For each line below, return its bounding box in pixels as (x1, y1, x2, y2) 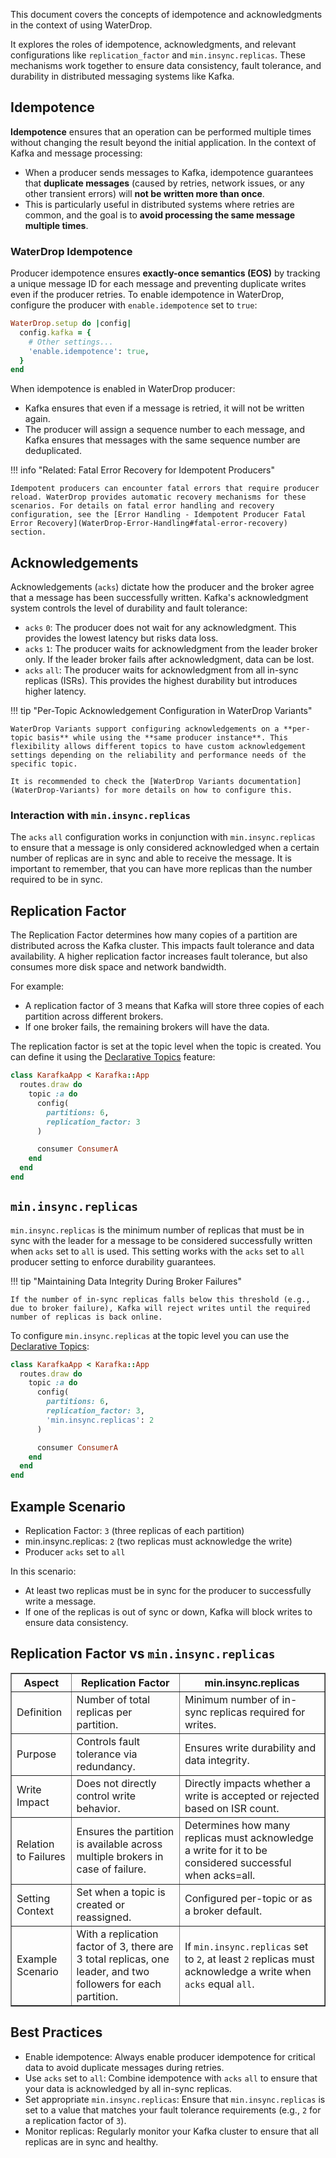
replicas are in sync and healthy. (24, 2135, 159, 2148)
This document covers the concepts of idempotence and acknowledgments (10, 9, 323, 20)
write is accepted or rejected (184, 1789, 320, 1803)
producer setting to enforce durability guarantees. (10, 1255, 217, 1268)
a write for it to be (184, 1843, 268, 1857)
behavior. (76, 1801, 121, 1815)
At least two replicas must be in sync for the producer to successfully (24, 1585, 312, 1597)
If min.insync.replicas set (184, 1939, 309, 1953)
